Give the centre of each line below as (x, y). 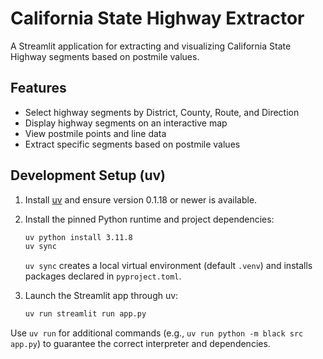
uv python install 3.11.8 (78, 237)
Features (38, 88)
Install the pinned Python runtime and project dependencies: (149, 219)
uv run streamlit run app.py (85, 314)
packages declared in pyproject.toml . (103, 276)
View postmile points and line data (95, 133)
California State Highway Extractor (157, 18)
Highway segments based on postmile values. (105, 56)
